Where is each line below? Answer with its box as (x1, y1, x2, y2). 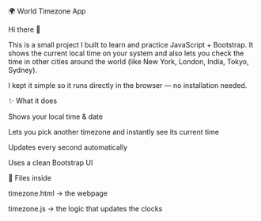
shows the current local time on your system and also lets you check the (8, 48, 244, 58)
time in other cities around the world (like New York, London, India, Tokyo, (8, 57, 249, 66)
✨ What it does (8, 96, 58, 105)
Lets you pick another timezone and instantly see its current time (8, 128, 220, 136)
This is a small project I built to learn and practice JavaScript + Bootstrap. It (8, 40, 254, 49)
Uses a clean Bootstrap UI (8, 158, 93, 167)
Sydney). (8, 66, 38, 74)
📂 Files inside (8, 173, 51, 182)
